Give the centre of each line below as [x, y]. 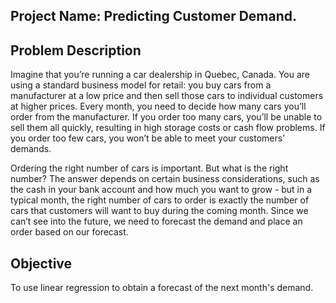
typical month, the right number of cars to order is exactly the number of [160, 200]
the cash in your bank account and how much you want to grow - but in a [161, 190]
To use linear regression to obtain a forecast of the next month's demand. [162, 288]
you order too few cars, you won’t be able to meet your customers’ [147, 138]
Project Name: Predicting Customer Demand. [154, 16]
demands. [31, 149]
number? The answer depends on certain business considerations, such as [165, 179]
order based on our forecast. [69, 232]
